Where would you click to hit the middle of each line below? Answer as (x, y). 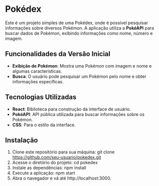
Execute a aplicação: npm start (44, 173)
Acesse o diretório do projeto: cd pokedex (55, 163)
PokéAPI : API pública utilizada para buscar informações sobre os (78, 114)
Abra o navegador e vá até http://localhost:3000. (62, 178)
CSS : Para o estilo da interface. (44, 125)
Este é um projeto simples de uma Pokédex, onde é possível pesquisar (77, 23)
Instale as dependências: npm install (49, 168)
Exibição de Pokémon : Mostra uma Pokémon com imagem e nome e (82, 66)
